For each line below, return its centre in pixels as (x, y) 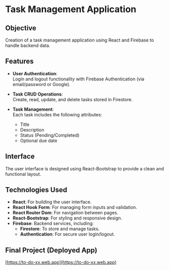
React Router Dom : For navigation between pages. (65, 213)
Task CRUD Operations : (38, 94)
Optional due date (39, 141)
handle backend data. (28, 46)
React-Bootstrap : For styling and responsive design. (67, 218)
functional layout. (23, 174)
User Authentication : (35, 73)
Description (32, 129)
